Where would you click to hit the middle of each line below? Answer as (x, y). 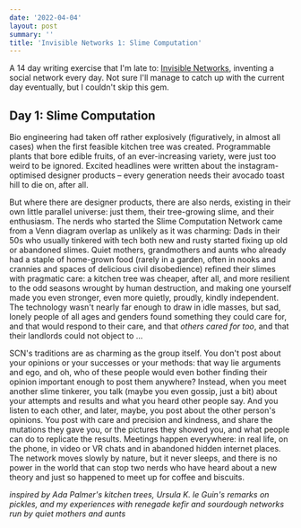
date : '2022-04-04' (46, 18)
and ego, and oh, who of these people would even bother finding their (138, 373)
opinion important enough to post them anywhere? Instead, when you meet (148, 382)
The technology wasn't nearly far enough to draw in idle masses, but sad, (145, 307)
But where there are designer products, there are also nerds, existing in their (150, 202)
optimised (28, 175)
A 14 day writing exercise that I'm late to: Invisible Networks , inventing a (142, 68)
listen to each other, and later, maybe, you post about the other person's (142, 410)
